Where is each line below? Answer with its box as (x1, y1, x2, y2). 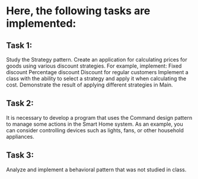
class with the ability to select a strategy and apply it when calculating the (6, 75, 187, 82)
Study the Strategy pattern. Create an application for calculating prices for (6, 56, 188, 63)
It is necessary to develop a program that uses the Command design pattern (6, 114, 193, 121)
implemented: (6, 17, 76, 30)
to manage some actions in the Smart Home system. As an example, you (6, 120, 184, 127)
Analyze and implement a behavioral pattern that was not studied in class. (6, 166, 187, 173)
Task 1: (6, 40, 33, 50)
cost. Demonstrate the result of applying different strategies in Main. (6, 81, 173, 88)
